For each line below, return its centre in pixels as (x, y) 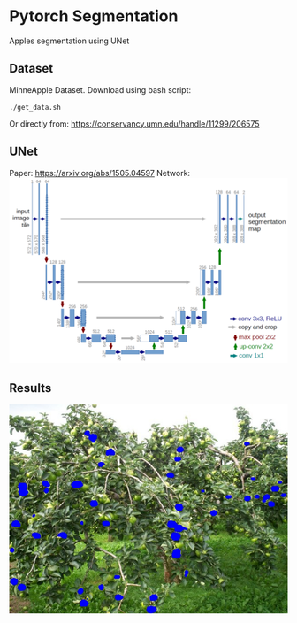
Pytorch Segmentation (94, 16)
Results (30, 388)
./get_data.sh (35, 107)
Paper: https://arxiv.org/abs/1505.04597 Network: (100, 173)
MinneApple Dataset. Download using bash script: (100, 89)
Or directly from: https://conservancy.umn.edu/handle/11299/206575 (134, 123)
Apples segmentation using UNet (69, 41)
